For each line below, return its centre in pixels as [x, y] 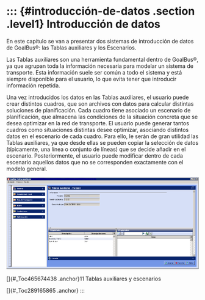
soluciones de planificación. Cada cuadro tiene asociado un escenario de [99, 110]
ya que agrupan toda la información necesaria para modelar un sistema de [100, 66]
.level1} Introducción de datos [83, 24]
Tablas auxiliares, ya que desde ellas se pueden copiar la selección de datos [103, 142]
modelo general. [27, 169]
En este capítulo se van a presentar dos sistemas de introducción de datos [100, 41]
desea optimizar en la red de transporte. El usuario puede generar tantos [98, 123]
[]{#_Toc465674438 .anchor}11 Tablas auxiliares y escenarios [84, 279]
